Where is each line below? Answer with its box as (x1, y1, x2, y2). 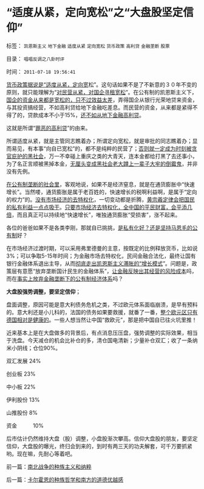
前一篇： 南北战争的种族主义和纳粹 (6, 463, 92, 470)
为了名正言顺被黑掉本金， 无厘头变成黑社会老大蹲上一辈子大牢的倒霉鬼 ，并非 (6, 160, 198, 167)
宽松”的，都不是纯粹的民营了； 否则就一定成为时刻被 (61, 144, 192, 152)
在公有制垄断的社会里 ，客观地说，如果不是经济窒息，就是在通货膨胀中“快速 (6, 180, 195, 188)
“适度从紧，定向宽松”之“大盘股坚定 (6, 5, 183, 19)
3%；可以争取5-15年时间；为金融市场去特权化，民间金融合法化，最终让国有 (6, 252, 196, 259)
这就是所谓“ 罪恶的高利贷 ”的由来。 (6, 124, 91, 132)
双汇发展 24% (6, 357, 41, 364)
